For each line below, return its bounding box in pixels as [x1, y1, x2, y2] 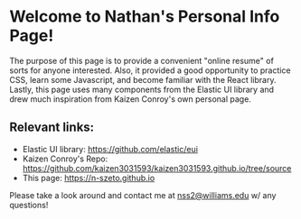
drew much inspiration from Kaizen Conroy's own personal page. [9, 93, 251, 105]
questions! [9, 199, 49, 210]
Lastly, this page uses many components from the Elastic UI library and [9, 84, 274, 95]
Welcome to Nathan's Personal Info [9, 6, 280, 27]
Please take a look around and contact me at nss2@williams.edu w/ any [9, 189, 277, 200]
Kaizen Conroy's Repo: [22, 153, 108, 164]
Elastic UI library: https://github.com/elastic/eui [22, 143, 199, 154]
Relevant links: [9, 120, 95, 135]
